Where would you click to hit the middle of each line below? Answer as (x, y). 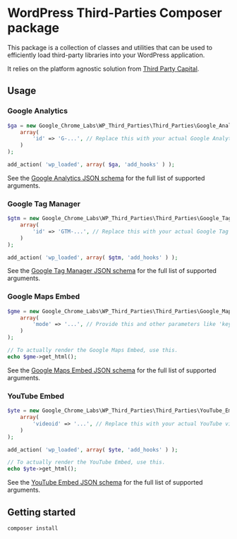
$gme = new (23, 311)
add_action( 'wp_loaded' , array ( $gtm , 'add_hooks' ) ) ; (93, 258)
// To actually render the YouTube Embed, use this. (86, 462)
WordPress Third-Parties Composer (115, 13)
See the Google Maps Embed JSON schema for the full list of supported (112, 370)
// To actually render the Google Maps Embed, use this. (93, 351)
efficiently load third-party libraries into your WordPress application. (106, 55)
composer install (33, 528)
